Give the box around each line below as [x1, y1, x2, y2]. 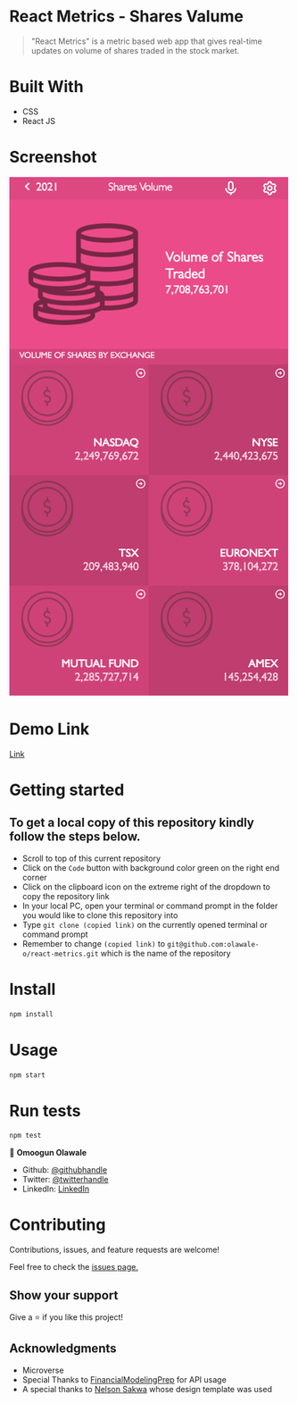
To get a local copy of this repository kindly [9, 815, 254, 831]
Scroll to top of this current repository [21, 853, 161, 864]
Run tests [9, 1100, 81, 1121]
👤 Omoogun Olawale [9, 1148, 87, 1158]
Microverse [21, 1365, 64, 1375]
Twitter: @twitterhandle [21, 1174, 109, 1185]
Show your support [9, 1288, 119, 1303]
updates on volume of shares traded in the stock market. [30, 45, 240, 55]
